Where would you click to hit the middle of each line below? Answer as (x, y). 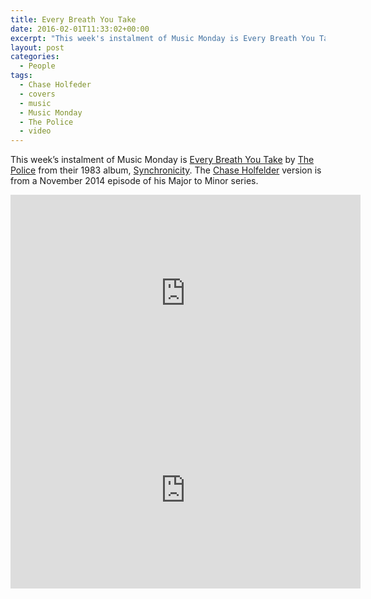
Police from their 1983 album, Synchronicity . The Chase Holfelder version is (166, 170)
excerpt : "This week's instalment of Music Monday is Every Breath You (162, 38)
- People (37, 66)
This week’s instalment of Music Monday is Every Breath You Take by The (162, 160)
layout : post (37, 47)
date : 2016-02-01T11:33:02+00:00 (80, 29)
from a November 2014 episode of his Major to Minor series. (134, 181)
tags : (21, 76)
